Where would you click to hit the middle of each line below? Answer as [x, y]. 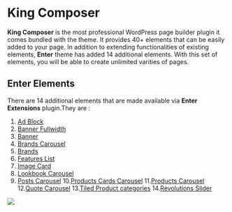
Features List [36, 158]
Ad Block [30, 121]
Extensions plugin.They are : [49, 108]
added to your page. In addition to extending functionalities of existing [108, 47]
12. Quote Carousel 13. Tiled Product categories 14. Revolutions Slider [115, 188]
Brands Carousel [42, 144]
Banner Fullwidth [42, 129]
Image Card [34, 166]
